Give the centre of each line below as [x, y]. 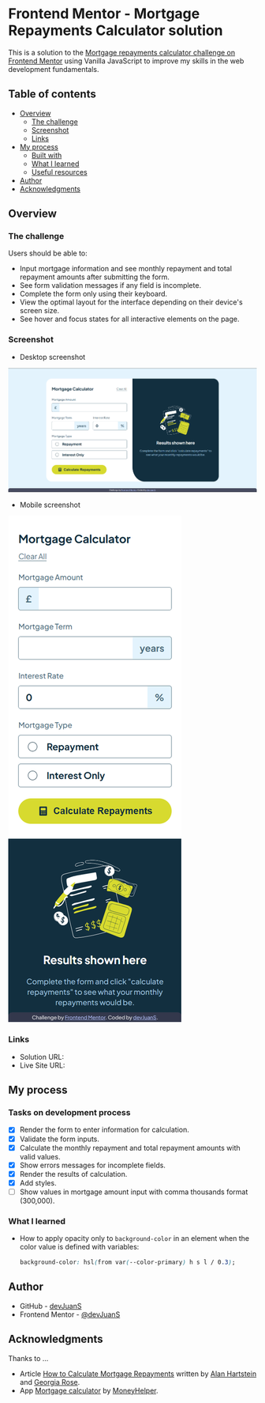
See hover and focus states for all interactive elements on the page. [129, 319]
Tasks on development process [69, 1113]
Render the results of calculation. [73, 1174]
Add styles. [38, 1182]
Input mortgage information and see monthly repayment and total [126, 269]
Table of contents [52, 95]
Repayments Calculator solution [116, 30]
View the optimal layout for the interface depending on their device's [131, 302]
